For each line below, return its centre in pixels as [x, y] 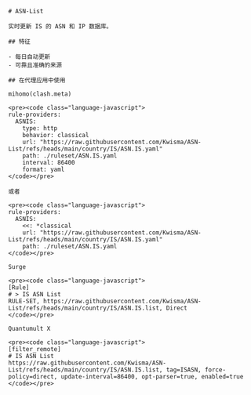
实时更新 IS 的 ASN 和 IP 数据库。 [60, 27]
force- [215, 370]
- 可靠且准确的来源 [35, 65]
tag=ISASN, [184, 370]
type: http [40, 129]
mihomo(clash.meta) [40, 94]
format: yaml [44, 169]
